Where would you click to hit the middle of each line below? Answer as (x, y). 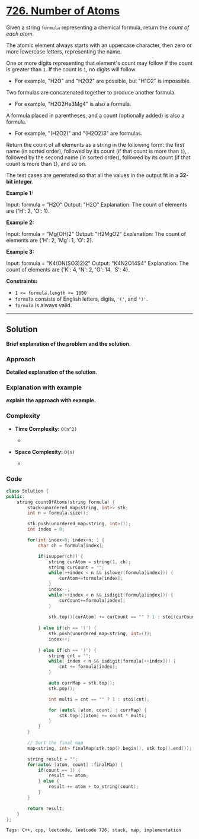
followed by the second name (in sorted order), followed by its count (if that (98, 157)
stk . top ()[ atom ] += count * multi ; (103, 715)
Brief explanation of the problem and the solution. (69, 343)
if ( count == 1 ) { (59, 770)
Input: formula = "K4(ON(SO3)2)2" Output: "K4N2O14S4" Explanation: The (97, 263)
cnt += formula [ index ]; (88, 667)
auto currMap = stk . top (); (82, 683)
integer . (24, 181)
